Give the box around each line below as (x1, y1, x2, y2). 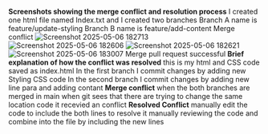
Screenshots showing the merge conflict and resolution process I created (8, 7, 258, 16)
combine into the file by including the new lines (8, 117, 164, 126)
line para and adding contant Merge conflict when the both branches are (8, 83, 250, 93)
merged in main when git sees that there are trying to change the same (8, 92, 243, 100)
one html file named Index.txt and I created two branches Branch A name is (8, 15, 258, 25)
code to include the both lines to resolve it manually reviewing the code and (8, 108, 258, 118)
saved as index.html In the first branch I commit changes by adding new (8, 66, 246, 75)
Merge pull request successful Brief (125, 49, 245, 58)
